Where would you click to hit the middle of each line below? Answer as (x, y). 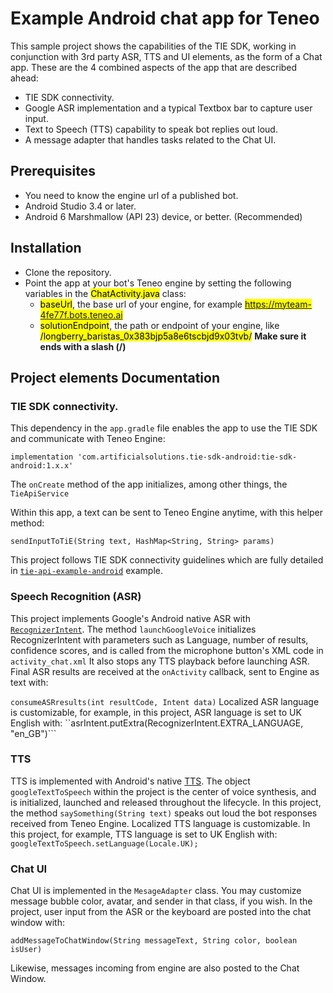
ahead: (24, 78)
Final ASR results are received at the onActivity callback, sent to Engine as (165, 671)
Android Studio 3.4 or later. (80, 206)
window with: (37, 923)
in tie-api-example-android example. (86, 571)
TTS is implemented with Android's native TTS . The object (130, 781)
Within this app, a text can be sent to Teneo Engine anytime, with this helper (167, 513)
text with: (29, 682)
